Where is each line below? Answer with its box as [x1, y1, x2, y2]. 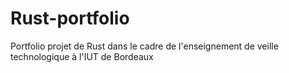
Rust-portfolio [10, 7, 130, 30]
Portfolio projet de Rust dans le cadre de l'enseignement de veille [10, 40, 279, 52]
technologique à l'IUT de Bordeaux [10, 50, 154, 62]
